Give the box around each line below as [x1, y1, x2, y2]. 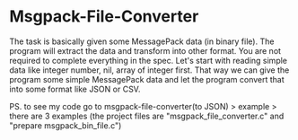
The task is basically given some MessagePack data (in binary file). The [9, 36, 275, 47]
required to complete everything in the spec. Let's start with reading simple [9, 55, 288, 66]
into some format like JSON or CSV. [9, 83, 141, 94]
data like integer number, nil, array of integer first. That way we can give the [9, 65, 290, 75]
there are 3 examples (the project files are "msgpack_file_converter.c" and [9, 110, 285, 121]
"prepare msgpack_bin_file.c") [9, 119, 122, 131]
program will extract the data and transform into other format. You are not [9, 45, 281, 56]
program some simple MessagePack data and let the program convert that [9, 74, 285, 84]
